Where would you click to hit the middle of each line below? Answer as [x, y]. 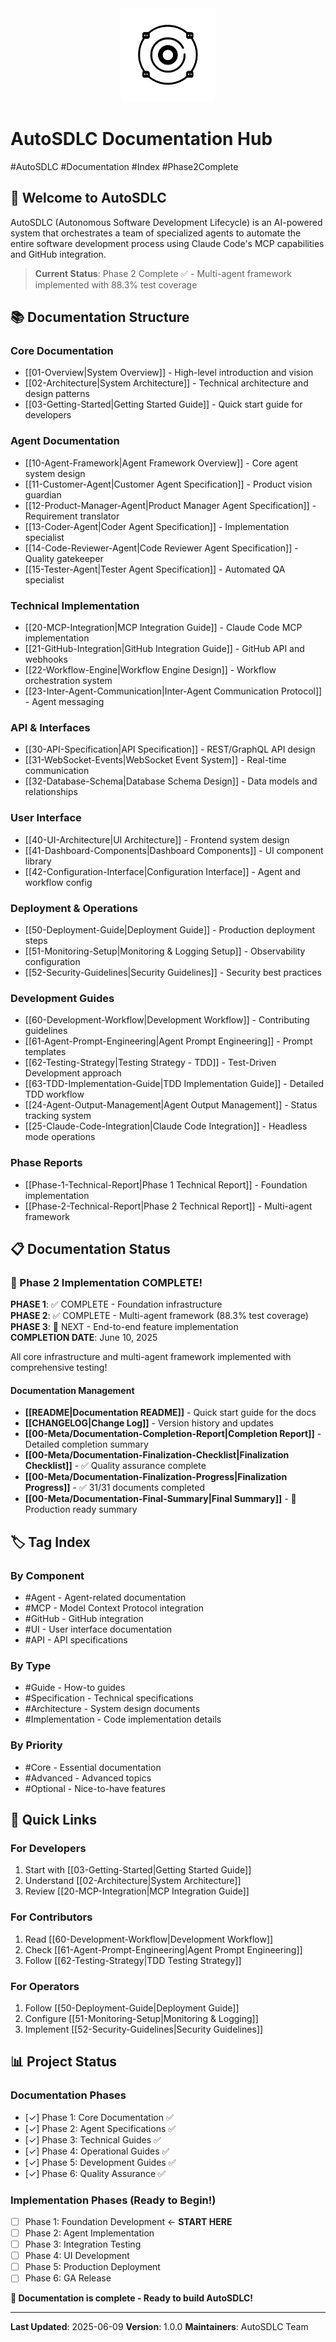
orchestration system [68, 681]
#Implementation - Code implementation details [123, 1719]
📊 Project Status [64, 2062]
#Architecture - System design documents [112, 1709]
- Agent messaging [64, 702]
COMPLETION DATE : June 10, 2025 [84, 1338]
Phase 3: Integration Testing [83, 2244]
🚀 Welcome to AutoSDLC [88, 198]
